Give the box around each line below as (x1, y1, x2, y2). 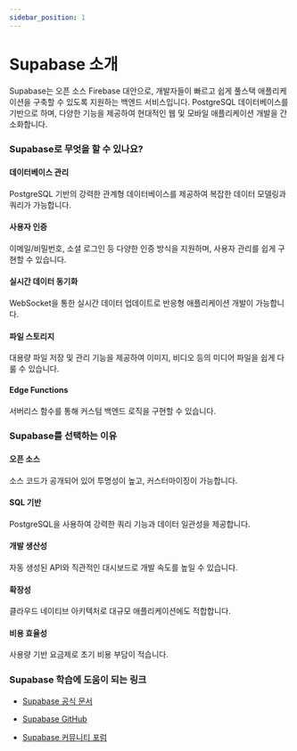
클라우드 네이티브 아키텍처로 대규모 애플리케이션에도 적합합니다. (9, 606, 232, 616)
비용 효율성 (9, 627, 47, 638)
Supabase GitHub (21, 714, 87, 724)
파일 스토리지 (9, 331, 55, 341)
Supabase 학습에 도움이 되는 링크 (9, 673, 147, 686)
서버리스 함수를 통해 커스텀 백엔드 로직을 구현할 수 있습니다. (9, 405, 217, 416)
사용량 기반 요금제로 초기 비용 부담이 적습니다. (9, 649, 169, 660)
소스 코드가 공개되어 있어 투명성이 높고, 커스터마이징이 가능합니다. (9, 475, 238, 486)
